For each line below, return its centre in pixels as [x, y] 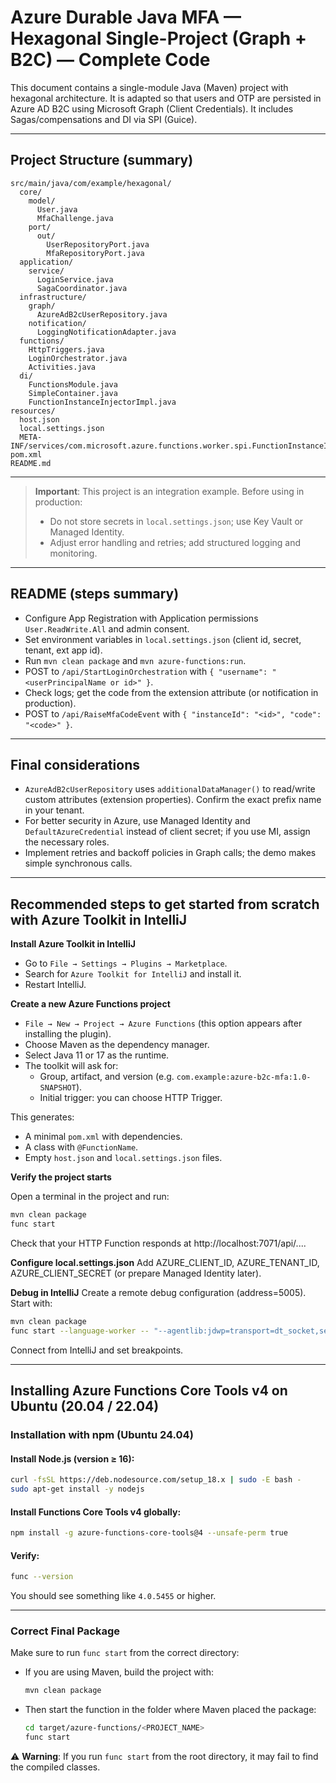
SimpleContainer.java [73, 393]
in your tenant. [54, 810]
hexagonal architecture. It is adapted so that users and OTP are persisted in [166, 98]
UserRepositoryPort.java [98, 244]
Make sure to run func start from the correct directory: [125, 1653]
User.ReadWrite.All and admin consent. [107, 628]
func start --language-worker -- [80, 1331]
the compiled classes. [55, 1767]
